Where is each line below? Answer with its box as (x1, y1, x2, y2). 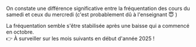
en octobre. (6, 28, 34, 35)
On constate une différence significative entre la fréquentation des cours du (6, 5, 190, 12)
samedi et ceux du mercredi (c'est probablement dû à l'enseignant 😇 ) (6, 11, 178, 18)
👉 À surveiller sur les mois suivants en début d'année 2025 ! (6, 35, 155, 42)
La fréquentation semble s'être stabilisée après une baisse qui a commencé (6, 23, 190, 29)
